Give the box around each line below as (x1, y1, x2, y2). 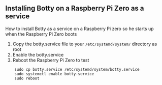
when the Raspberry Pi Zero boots (5, 31, 77, 37)
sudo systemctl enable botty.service (14, 71, 94, 76)
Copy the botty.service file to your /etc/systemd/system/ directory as (12, 41, 157, 47)
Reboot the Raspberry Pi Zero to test (12, 57, 89, 63)
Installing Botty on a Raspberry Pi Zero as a (5, 4, 144, 13)
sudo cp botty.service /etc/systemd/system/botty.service (14, 67, 140, 72)
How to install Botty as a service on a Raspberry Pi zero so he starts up (5, 25, 154, 32)
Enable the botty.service (12, 51, 64, 58)
